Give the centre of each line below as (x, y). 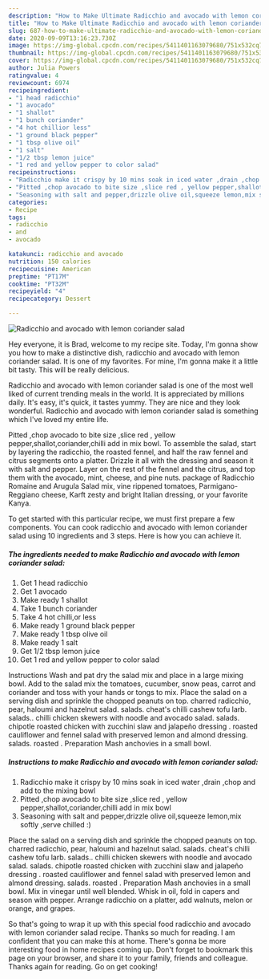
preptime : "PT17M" (39, 276)
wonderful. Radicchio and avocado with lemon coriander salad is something (133, 411)
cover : (19, 61)
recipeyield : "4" (37, 291)
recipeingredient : (39, 90)
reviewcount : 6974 (39, 83)
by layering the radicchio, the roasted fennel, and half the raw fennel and (128, 452)
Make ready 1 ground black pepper (77, 625)
